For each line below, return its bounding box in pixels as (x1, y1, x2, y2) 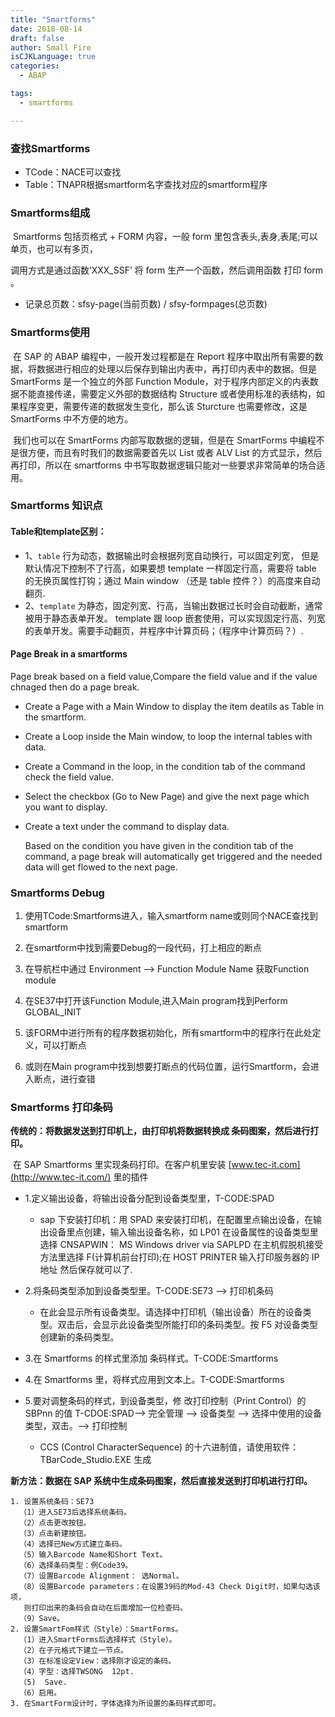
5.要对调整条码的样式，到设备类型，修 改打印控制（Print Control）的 (24, 1395, 307, 1407)
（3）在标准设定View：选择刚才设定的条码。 (19, 1656, 177, 1666)
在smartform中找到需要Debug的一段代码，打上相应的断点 (24, 942, 262, 954)
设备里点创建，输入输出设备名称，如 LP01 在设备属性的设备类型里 (48, 1226, 319, 1238)
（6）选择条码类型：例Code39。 (19, 1561, 133, 1571)
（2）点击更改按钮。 (19, 1518, 92, 1528)
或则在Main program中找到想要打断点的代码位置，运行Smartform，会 (24, 1061, 311, 1073)
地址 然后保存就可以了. (39, 1264, 133, 1276)
